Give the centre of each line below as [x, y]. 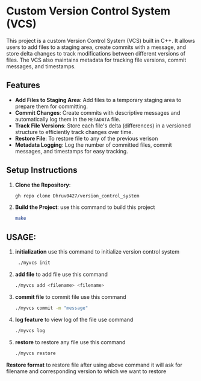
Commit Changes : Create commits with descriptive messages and [97, 112]
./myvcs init [34, 263]
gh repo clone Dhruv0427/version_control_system [77, 196]
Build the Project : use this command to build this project [85, 207]
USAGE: [21, 237]
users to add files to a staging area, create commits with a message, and [96, 47]
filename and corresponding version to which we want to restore [86, 371]
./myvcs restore [35, 353]
